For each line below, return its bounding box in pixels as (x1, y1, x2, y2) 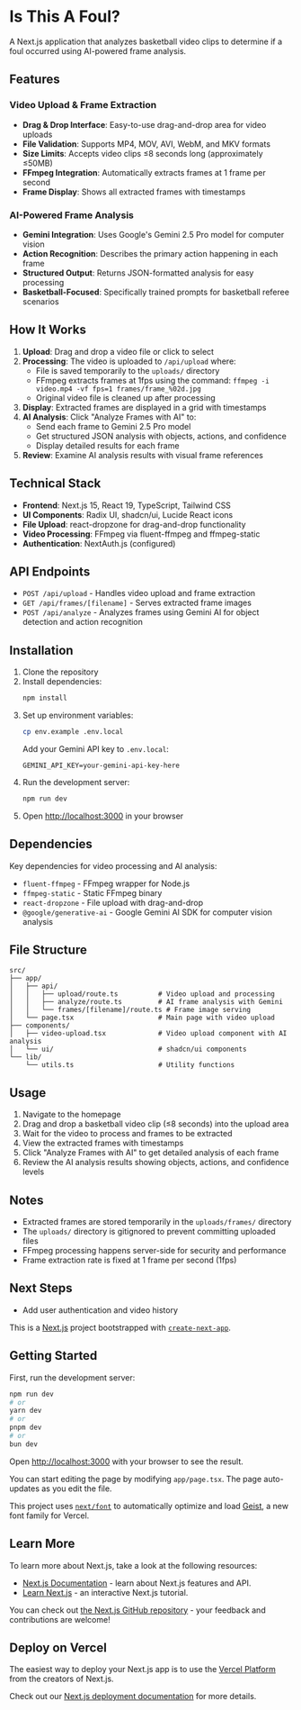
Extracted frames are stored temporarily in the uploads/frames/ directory (22, 1217, 292, 1227)
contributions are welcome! (9, 1614, 111, 1624)
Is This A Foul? (9, 6, 121, 27)
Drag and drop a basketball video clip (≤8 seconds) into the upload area (22, 1118, 289, 1129)
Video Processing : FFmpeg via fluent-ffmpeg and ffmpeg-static (22, 529, 261, 539)
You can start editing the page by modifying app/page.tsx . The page (9, 1473, 262, 1484)
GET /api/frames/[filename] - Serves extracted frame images (22, 597, 252, 609)
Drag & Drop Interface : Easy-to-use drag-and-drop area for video (22, 119, 267, 130)
